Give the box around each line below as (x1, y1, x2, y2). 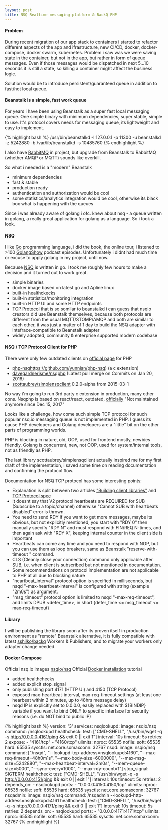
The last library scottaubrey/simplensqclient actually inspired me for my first (5, 457, 162, 463)
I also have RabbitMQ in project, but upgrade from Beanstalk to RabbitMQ (5, 149, 156, 155)
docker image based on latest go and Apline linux (12, 285, 114, 291)
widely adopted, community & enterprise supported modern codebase (12, 332, 158, 339)
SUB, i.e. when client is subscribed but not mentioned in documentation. (12, 562, 161, 568)
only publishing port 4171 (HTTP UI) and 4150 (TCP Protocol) (12, 686, 137, 692)
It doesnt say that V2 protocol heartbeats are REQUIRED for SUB (12, 498, 145, 504)
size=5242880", (5, 760, 38, 766)
